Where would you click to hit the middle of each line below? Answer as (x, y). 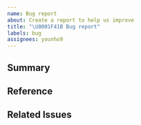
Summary (29, 68)
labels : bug (24, 33)
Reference (30, 91)
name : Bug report (32, 14)
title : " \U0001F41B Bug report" (54, 26)
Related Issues (39, 115)
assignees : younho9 (35, 40)
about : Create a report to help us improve (71, 20)
